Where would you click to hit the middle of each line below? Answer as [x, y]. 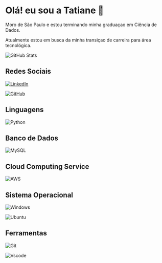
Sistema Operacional [39, 195]
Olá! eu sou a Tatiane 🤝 [55, 10]
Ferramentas [26, 233]
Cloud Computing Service [47, 167]
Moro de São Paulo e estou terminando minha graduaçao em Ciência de [81, 25]
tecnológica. [18, 45]
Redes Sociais [28, 71]
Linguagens [25, 110]
